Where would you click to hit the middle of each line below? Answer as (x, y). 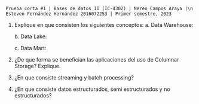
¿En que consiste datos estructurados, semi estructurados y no (92, 89)
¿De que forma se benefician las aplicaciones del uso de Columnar (97, 59)
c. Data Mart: (30, 48)
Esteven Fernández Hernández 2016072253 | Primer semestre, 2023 (88, 14)
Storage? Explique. (37, 66)
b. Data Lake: (30, 36)
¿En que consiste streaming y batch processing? (74, 77)
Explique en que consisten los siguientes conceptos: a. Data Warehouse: (104, 25)
